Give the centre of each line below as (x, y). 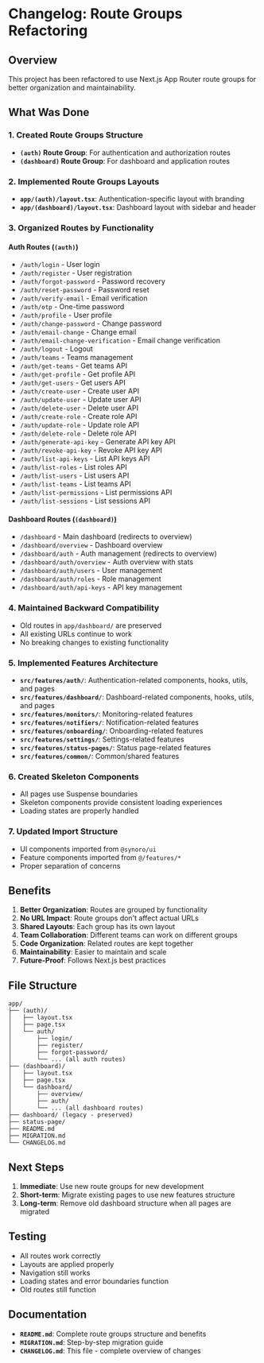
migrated (35, 1211)
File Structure (43, 985)
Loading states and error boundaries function (94, 1281)
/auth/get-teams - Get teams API (74, 366)
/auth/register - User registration (76, 273)
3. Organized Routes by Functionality (81, 227)
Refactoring (48, 31)
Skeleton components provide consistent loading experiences (121, 803)
